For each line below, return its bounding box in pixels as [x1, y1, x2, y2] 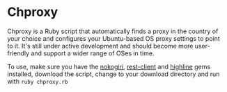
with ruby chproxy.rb [7, 77, 68, 85]
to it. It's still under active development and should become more [7, 42, 194, 50]
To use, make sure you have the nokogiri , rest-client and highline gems [7, 62, 211, 71]
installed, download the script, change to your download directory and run [7, 70, 220, 78]
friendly [7, 49, 30, 57]
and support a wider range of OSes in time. [31, 49, 155, 57]
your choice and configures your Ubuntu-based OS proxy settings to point [7, 34, 221, 42]
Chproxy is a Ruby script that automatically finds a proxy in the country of [7, 27, 219, 35]
